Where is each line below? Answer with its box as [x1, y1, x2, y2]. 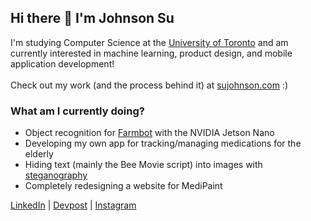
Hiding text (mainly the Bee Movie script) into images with [24, 159, 263, 171]
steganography [24, 169, 88, 181]
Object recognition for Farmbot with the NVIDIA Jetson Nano [24, 127, 275, 139]
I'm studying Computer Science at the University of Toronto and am [10, 36, 289, 48]
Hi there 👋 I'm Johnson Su [10, 10, 175, 27]
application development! [10, 57, 115, 70]
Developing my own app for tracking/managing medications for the [24, 137, 302, 150]
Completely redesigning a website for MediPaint [24, 180, 223, 192]
